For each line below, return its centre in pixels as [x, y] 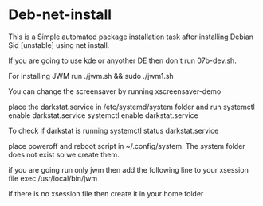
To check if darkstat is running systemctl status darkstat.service [114, 130]
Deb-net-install [60, 15]
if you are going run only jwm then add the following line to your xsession [128, 169]
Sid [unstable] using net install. [59, 45]
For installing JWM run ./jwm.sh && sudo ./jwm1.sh [91, 76]
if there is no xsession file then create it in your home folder [106, 193]
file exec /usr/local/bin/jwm [53, 178]
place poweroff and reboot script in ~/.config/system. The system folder [127, 146]
